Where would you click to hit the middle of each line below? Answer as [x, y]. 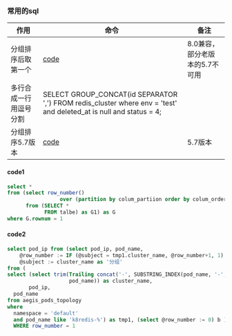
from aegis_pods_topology [44, 300]
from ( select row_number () [46, 193]
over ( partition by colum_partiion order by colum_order [143, 199]
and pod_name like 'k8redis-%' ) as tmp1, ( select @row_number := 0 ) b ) [120, 319]
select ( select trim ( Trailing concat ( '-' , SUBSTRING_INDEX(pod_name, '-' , [117, 274]
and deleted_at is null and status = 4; [102, 112]
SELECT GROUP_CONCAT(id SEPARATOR [110, 95]
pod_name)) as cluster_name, [111, 281]
